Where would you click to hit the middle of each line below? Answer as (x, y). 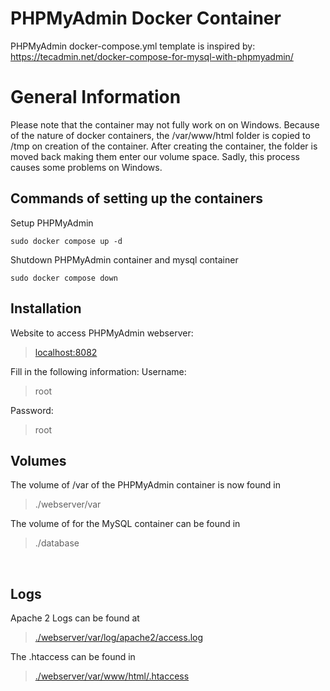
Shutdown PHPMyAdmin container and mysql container (124, 259)
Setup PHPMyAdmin (52, 223)
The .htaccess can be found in (73, 657)
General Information (96, 97)
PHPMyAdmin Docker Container (146, 18)
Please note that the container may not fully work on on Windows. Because (165, 124)
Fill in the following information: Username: (98, 371)
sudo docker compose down (64, 278)
